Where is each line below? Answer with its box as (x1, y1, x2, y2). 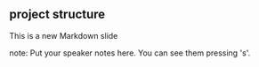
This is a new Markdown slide (9, 30, 118, 41)
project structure (9, 7, 106, 22)
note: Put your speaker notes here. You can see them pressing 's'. (9, 48, 251, 58)
